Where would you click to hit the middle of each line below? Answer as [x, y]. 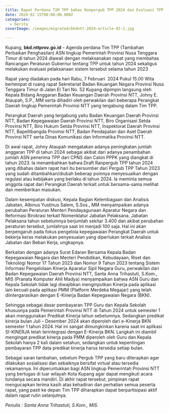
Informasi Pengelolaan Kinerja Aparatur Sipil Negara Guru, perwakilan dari [82, 268]
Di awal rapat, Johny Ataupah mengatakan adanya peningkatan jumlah [79, 147]
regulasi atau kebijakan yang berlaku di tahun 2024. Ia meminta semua [79, 179]
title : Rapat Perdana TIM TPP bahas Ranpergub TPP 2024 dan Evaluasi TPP [84, 10]
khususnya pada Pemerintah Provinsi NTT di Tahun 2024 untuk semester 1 [83, 310]
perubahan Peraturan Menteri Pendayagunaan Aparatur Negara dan [76, 210]
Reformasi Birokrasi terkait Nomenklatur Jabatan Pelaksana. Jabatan [76, 216]
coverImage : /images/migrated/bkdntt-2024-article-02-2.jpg [70, 29]
